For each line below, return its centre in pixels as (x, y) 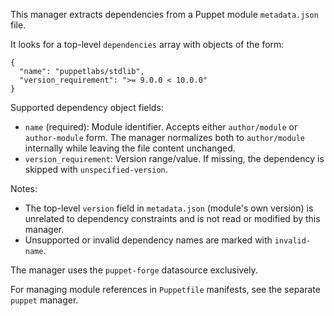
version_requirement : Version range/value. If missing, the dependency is (174, 158)
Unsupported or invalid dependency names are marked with (148, 240)
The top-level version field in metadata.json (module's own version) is (169, 208)
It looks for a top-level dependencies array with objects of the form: (147, 44)
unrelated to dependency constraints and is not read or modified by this (172, 218)
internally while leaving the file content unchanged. (130, 148)
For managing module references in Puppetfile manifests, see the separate (165, 289)
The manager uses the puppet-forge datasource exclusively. (134, 270)
